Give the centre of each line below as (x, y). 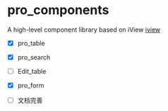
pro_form (31, 86)
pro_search (34, 57)
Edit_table (32, 72)
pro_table (31, 43)
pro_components (58, 10)
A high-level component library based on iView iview (84, 30)
